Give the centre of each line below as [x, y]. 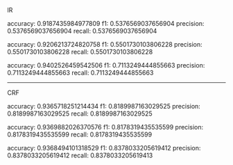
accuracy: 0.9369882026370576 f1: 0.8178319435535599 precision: [105, 127]
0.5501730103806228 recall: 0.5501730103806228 [80, 52]
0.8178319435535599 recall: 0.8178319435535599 [80, 134]
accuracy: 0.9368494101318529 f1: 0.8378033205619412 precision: [104, 148]
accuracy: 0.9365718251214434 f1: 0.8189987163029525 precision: [104, 106]
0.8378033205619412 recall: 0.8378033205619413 [80, 155]
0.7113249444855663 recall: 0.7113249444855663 [80, 73]
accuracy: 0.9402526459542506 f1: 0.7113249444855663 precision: [106, 65]
